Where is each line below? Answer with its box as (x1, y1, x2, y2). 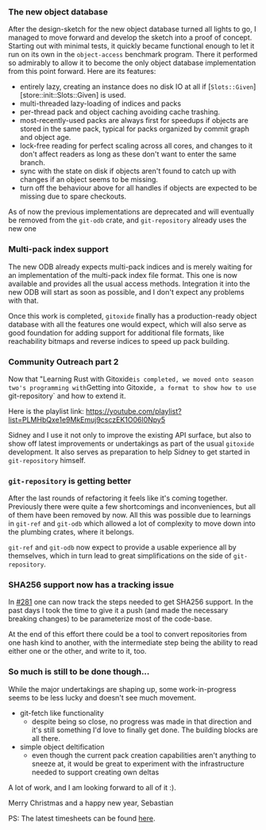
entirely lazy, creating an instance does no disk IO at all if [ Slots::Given (19, 82, 254, 91)
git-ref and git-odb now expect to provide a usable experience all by (8, 542, 237, 552)
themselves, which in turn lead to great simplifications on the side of (8, 551, 232, 561)
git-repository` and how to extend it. (8, 391, 126, 400)
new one (8, 224, 37, 234)
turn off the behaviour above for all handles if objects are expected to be (19, 183, 257, 193)
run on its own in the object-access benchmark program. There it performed (8, 50, 258, 60)
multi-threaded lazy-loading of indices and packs (19, 98, 181, 109)
